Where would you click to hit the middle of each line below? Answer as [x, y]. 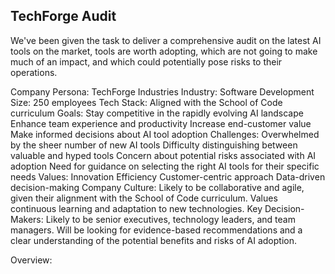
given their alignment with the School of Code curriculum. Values [144, 198]
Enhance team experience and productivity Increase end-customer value [161, 123]
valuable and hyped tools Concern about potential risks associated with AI [163, 155]
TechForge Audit [63, 16]
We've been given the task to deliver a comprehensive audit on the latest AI [166, 40]
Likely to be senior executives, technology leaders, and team [170, 219]
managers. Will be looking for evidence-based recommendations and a [156, 230]
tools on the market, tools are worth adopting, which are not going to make [164, 51]
